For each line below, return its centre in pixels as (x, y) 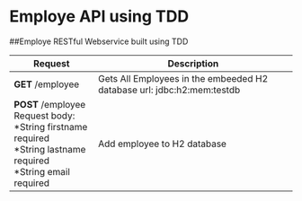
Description (193, 63)
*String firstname (51, 127)
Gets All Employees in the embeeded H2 (183, 78)
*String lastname (50, 149)
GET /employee (47, 84)
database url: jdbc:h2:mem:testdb (169, 90)
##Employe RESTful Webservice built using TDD (99, 41)
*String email (42, 171)
